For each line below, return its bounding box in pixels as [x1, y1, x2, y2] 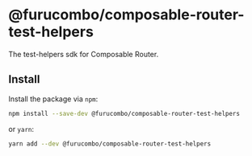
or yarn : [8, 124, 35, 133]
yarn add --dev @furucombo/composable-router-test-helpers [8, 139, 212, 148]
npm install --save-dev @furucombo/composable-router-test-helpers [8, 109, 241, 117]
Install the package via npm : [8, 94, 99, 104]
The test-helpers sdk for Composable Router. [8, 49, 159, 59]
